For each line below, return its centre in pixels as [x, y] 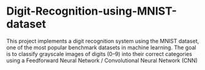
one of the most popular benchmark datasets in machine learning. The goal [101, 47]
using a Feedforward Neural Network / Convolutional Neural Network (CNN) [102, 60]
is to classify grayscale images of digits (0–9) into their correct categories [99, 54]
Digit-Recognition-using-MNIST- [92, 11]
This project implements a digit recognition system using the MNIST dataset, [103, 41]
